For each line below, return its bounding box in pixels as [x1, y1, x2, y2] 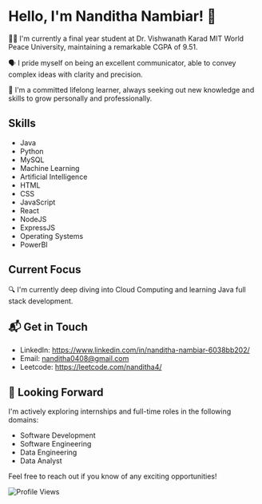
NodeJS [19, 214, 47, 224]
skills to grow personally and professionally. [8, 93, 153, 103]
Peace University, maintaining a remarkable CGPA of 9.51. [8, 42, 198, 51]
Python [19, 146, 44, 156]
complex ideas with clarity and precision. [8, 69, 144, 79]
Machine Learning [19, 163, 80, 173]
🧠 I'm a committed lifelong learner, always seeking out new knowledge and [8, 85, 255, 94]
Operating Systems [19, 231, 84, 240]
